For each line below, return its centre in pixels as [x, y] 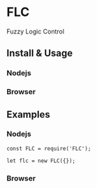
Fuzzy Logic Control [35, 31]
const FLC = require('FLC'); [49, 148]
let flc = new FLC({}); [41, 161]
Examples [28, 115]
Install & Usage [40, 53]
